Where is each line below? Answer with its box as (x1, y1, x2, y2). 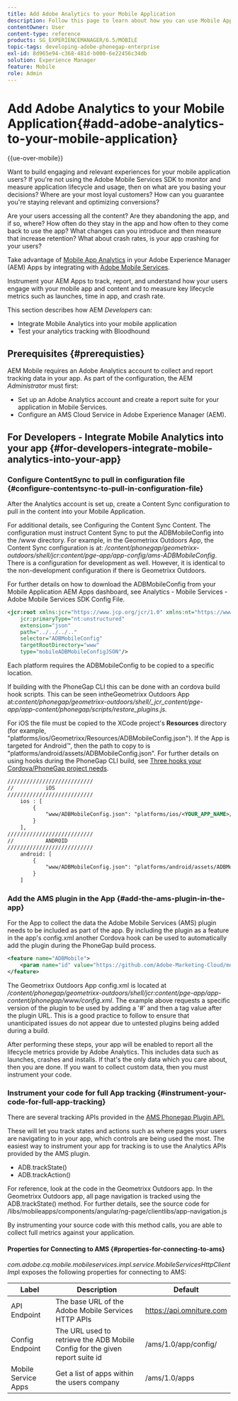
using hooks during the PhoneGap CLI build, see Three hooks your (7, 757, 202, 765)
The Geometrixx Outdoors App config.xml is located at (7, 981, 166, 989)
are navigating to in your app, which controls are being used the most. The (7, 1134, 225, 1143)
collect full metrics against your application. (7, 1228, 135, 1237)
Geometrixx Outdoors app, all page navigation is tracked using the (7, 1192, 200, 1201)
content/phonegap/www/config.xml (7, 996, 113, 1005)
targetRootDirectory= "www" (20, 642, 100, 649)
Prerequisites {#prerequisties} (7, 347, 145, 359)
